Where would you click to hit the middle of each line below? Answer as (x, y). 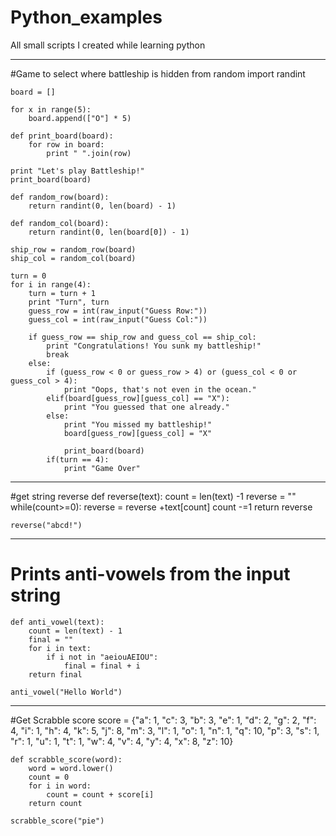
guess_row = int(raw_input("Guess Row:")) (118, 311)
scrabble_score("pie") (57, 821)
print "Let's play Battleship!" (77, 171)
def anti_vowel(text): (57, 622)
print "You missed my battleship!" (138, 424)
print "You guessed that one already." (146, 407)
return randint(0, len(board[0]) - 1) (109, 232)
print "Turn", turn (69, 302)
